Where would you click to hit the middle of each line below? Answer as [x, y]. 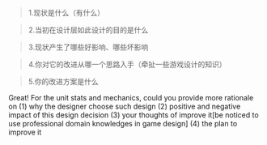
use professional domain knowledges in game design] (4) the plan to [123, 124]
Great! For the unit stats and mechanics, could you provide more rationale [131, 98]
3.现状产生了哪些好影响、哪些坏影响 [88, 47]
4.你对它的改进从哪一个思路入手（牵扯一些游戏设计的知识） [127, 64]
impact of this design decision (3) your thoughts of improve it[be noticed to [133, 115]
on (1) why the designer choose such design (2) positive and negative [125, 106]
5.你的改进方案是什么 [63, 81]
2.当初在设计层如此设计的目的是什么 [88, 30]
